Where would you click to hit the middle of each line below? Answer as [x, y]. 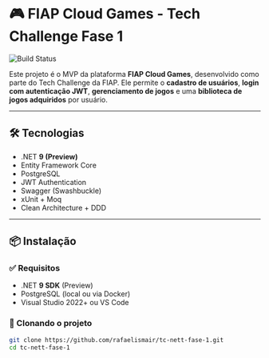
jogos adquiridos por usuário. [59, 99]
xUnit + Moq [41, 199]
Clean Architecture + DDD [63, 207]
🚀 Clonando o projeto [51, 324]
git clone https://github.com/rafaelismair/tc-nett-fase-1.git [117, 340]
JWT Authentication [53, 182]
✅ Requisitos [35, 268]
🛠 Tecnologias [47, 133]
